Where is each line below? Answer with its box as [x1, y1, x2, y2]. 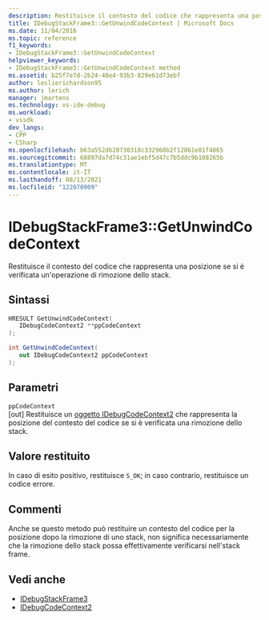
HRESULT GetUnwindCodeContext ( [8, 314, 113, 322]
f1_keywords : [8, 42, 52, 50]
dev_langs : [8, 124, 45, 132]
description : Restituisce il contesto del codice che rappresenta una [8, 11, 249, 20]
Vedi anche [8, 573, 66, 586]
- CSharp [8, 138, 38, 147]
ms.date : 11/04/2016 [8, 26, 78, 34]
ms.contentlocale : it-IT [8, 168, 91, 176]
